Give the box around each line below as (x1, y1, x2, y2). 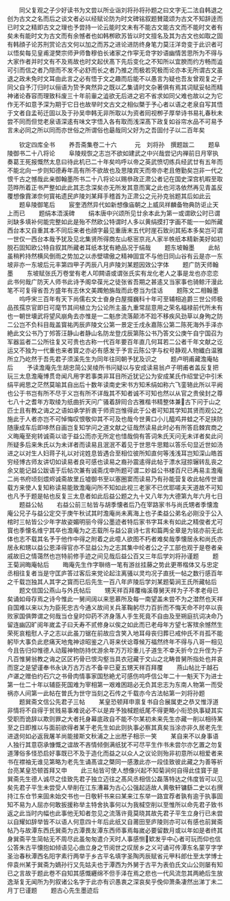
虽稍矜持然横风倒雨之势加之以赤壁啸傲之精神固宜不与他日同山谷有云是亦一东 (7, 252, 223, 260)
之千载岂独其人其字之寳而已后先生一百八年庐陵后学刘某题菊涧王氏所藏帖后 (7, 578, 217, 586)
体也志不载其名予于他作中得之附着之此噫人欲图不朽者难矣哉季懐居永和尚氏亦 (7, 535, 223, 543)
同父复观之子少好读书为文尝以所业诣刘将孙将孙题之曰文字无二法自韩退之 (18, 6, 223, 14)
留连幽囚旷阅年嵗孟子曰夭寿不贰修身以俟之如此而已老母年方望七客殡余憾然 (7, 621, 217, 629)
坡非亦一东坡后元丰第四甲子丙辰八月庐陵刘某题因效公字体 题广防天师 (7, 261, 213, 269)
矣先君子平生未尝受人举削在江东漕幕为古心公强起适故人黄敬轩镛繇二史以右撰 (7, 784, 223, 791)
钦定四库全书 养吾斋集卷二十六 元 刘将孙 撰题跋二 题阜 (18, 141, 220, 149)
